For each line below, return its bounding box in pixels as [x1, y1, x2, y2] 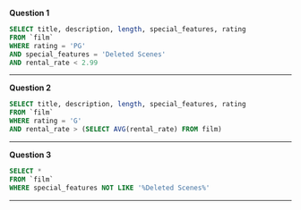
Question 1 [9, 8, 50, 18]
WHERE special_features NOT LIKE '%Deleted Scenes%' [9, 183, 211, 192]
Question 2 [9, 82, 52, 93]
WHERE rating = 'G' [9, 116, 82, 126]
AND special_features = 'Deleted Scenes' [9, 49, 167, 59]
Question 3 [9, 149, 52, 160]
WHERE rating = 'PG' [9, 41, 87, 50]
